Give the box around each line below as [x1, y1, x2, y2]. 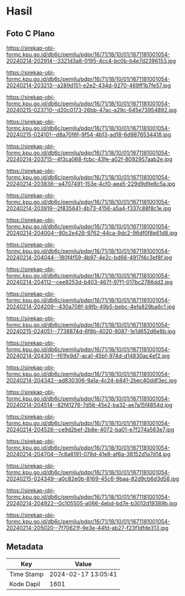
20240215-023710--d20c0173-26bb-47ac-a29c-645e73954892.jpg [6, 106, 177, 113]
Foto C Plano [6, 28, 55, 39]
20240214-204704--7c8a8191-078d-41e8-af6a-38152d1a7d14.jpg [6, 451, 171, 457]
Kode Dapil [9, 580, 41, 588]
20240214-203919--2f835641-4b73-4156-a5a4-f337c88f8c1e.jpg [6, 205, 171, 212]
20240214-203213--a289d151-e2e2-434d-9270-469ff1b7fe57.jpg [6, 82, 171, 89]
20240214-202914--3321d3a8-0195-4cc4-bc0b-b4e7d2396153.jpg [6, 57, 177, 64]
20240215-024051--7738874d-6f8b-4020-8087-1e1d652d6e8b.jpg [6, 328, 176, 335]
